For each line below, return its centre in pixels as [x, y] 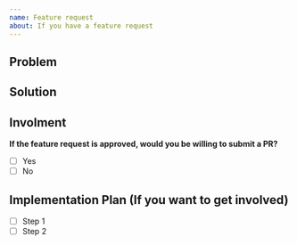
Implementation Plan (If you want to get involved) [149, 200]
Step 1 [33, 221]
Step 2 [34, 232]
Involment [38, 122]
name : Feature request [51, 17]
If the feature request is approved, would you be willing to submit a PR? [144, 144]
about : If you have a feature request [81, 26]
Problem [33, 62]
